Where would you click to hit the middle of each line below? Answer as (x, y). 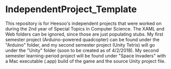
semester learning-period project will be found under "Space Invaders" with (85, 56)
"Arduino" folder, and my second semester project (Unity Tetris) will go (80, 45)
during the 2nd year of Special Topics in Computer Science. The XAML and (85, 28)
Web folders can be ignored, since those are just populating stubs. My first (84, 34)
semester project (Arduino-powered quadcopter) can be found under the (82, 40)
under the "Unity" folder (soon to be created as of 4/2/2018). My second (82, 50)
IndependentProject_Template (71, 9)
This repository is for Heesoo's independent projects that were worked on (83, 23)
